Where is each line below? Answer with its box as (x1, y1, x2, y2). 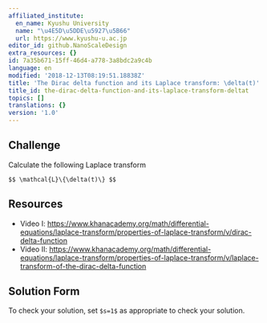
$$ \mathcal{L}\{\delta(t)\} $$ (8, 175, 116, 183)
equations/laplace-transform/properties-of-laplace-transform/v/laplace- (19, 252, 259, 262)
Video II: (19, 244, 48, 254)
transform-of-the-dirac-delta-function (19, 261, 147, 271)
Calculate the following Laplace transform (8, 160, 147, 170)
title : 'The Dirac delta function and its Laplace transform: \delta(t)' (8, 79, 261, 87)
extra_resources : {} (8, 49, 78, 57)
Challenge (8, 138, 61, 153)
